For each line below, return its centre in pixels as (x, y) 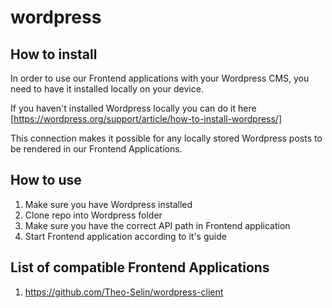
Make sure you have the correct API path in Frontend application (157, 225)
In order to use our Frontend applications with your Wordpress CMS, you (160, 78)
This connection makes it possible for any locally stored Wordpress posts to (166, 138)
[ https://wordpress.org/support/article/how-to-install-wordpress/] (146, 119)
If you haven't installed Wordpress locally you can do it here (133, 108)
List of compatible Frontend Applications (140, 267)
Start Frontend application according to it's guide (125, 236)
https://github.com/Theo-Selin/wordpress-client (124, 292)
